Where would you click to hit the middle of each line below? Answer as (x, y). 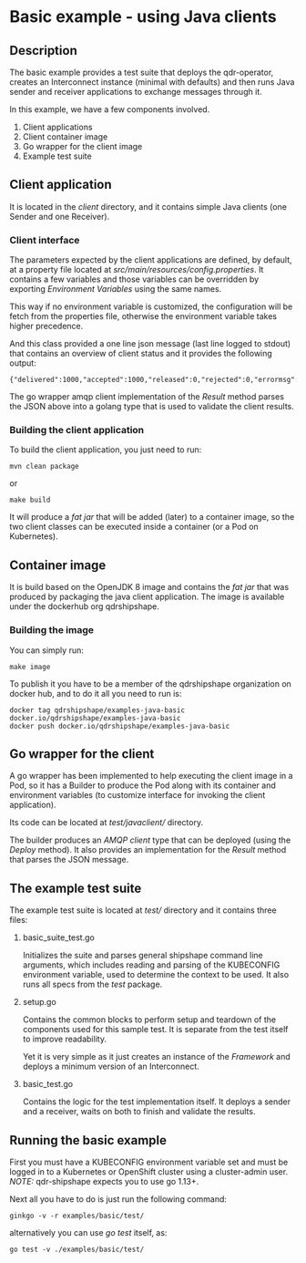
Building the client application (77, 430)
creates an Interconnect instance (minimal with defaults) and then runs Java (152, 82)
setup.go (39, 1002)
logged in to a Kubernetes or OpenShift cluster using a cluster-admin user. (149, 1171)
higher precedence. (46, 326)
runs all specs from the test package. (92, 984)
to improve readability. (65, 1039)
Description (43, 51)
